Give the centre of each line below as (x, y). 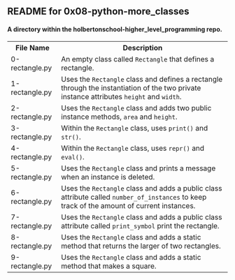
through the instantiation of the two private (131, 88)
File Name (33, 47)
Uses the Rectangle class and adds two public (136, 108)
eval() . (73, 156)
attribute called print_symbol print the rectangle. (140, 226)
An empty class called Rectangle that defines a (138, 59)
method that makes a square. (109, 266)
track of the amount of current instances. (128, 205)
